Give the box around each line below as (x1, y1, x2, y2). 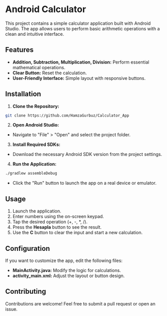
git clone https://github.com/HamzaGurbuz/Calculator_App (5, 113, 129, 118)
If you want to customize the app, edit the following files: (5, 257, 123, 264)
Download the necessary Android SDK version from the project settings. (12, 151, 162, 157)
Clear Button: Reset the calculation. (12, 70, 87, 76)
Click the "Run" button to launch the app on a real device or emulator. (12, 180, 157, 186)
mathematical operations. (12, 64, 65, 70)
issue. (5, 306, 18, 312)
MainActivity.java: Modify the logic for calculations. (12, 267, 121, 273)
